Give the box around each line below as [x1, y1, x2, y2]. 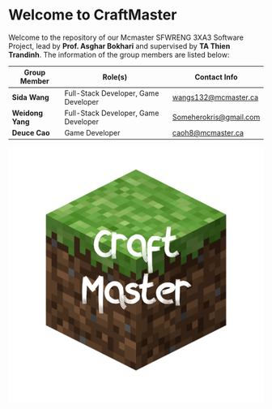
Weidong [11, 108, 43, 118]
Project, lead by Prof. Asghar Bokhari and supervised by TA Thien [8, 41, 231, 50]
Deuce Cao [11, 128, 50, 138]
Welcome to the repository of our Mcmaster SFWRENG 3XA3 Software [8, 32, 244, 42]
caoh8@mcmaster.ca [172, 128, 244, 138]
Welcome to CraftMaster [8, 6, 177, 24]
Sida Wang [11, 93, 50, 102]
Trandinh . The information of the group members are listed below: [8, 50, 230, 59]
